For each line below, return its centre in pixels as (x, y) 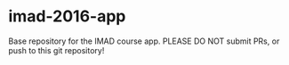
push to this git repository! (56, 50)
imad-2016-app (67, 16)
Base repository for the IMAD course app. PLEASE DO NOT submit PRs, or (144, 41)
